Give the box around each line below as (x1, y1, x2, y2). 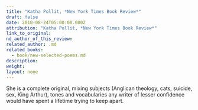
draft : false (6, 14, 38, 20)
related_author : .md (6, 42, 57, 48)
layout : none (6, 69, 38, 75)
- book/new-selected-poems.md (11, 52, 86, 58)
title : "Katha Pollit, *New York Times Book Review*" (6, 8, 142, 15)
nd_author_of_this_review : (6, 36, 73, 42)
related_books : (6, 47, 44, 53)
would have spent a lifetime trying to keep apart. (6, 98, 124, 105)
